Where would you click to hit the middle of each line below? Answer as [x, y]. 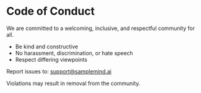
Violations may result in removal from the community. [73, 83]
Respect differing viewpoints [51, 59]
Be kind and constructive [46, 46]
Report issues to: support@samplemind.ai [59, 71]
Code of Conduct [50, 11]
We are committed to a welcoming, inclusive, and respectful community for [101, 28]
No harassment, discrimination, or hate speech [74, 53]
